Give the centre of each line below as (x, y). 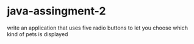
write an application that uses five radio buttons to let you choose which (98, 28)
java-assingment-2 (56, 11)
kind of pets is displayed (38, 34)
